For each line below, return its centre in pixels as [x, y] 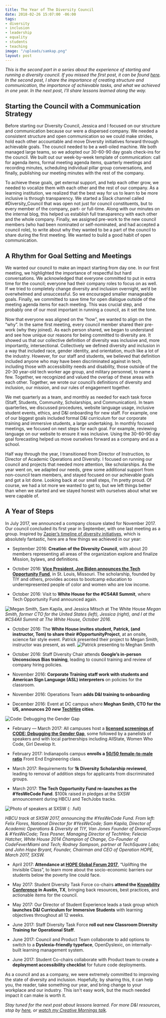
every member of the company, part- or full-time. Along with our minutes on [83, 209]
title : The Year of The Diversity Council [49, 10]
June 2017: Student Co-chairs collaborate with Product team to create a [85, 959]
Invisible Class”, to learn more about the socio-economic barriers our [83, 869]
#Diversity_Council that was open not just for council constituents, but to [79, 204]
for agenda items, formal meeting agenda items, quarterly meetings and [78, 163]
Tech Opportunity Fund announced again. [55, 599]
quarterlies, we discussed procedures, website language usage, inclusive [80, 407]
